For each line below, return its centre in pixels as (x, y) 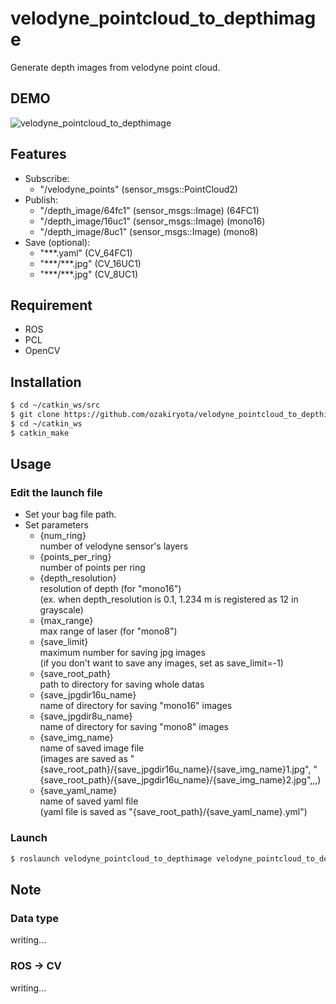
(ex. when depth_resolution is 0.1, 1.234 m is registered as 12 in (169, 599)
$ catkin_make (40, 433)
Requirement (51, 305)
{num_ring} (63, 536)
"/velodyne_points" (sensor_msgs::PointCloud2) (138, 189)
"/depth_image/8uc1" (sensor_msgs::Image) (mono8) (149, 231)
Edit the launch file (56, 492)
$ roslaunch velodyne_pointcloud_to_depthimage (111, 858)
